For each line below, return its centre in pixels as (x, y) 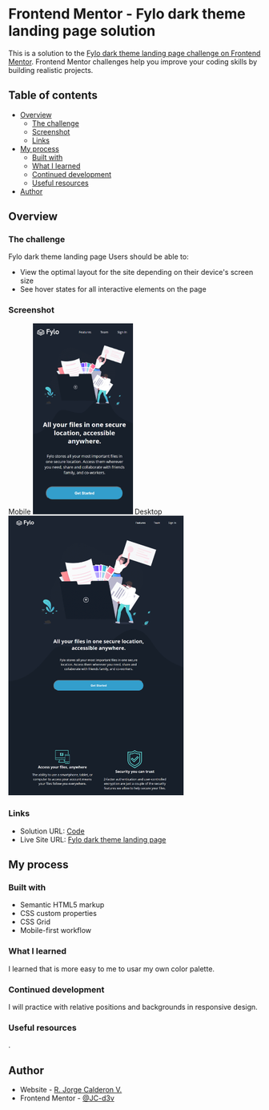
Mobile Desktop (85, 512)
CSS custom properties (58, 914)
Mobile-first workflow (56, 930)
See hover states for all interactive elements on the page (113, 289)
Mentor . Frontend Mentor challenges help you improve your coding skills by (133, 62)
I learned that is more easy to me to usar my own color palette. (111, 969)
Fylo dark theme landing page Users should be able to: (99, 256)
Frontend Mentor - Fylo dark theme (127, 14)
